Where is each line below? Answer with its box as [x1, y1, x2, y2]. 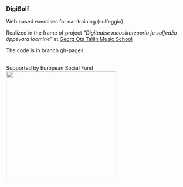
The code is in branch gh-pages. [6, 47, 86, 54]
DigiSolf [6, 5, 29, 13]
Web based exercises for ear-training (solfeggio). [6, 18, 125, 25]
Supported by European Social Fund [6, 64, 94, 72]
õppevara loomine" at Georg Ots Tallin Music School [6, 36, 133, 43]
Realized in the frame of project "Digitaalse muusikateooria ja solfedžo [6, 29, 177, 36]
